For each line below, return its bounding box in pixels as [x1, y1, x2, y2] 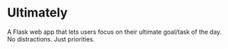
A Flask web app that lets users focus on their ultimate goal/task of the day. [7, 28, 222, 36]
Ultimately [7, 5, 68, 21]
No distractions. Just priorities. [7, 35, 95, 43]
